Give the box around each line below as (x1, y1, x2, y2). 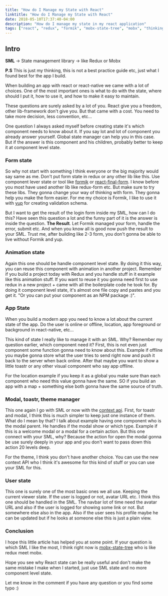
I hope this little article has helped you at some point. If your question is (5, 539, 152, 545)
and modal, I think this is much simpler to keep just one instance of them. (5, 412, 156, 418)
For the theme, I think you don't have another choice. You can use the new (5, 454, 158, 460)
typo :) (5, 585, 19, 591)
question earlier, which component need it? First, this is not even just (5, 341, 147, 348)
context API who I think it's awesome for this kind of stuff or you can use (5, 459, 155, 465)
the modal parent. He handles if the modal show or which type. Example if (5, 423, 157, 429)
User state (5, 477, 31, 484)
